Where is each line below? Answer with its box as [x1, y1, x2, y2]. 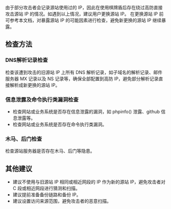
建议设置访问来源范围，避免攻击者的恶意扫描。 [12, 198, 111, 204]
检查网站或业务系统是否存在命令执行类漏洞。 [12, 121, 107, 127]
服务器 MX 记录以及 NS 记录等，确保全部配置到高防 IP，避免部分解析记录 [5, 76, 159, 82]
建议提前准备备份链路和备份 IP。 [12, 192, 81, 198]
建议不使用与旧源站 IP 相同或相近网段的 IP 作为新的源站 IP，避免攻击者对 [12, 179, 166, 185]
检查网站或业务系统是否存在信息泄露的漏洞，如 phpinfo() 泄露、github [12, 108, 160, 114]
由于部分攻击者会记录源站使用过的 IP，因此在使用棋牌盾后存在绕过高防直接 [5, 5, 163, 10]
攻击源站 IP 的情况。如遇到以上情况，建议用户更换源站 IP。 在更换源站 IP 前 [5, 11, 164, 17]
